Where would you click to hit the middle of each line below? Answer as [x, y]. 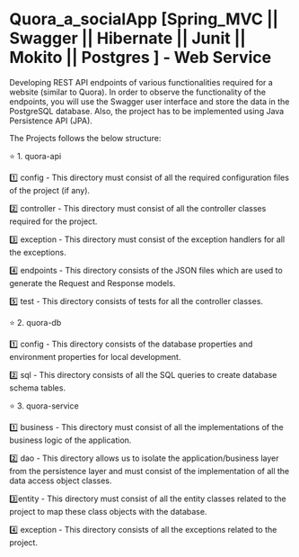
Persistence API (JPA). [51, 121]
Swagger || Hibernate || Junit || [128, 38]
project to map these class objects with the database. [108, 511]
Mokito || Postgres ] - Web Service [141, 58]
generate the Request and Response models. [92, 283]
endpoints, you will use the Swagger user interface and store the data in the [149, 101]
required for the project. [53, 221]
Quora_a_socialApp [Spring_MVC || [144, 19]
